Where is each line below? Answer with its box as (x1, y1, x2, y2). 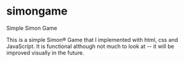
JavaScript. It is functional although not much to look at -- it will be (6, 43, 174, 50)
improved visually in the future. (6, 49, 84, 56)
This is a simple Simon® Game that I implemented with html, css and (6, 36, 178, 43)
